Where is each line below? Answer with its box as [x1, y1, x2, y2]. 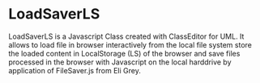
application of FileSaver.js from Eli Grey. [8, 65, 142, 75]
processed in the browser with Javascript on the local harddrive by [8, 57, 232, 67]
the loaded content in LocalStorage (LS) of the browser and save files [8, 48, 241, 58]
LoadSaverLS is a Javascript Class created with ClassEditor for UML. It [8, 31, 245, 41]
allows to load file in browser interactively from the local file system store [8, 39, 253, 49]
